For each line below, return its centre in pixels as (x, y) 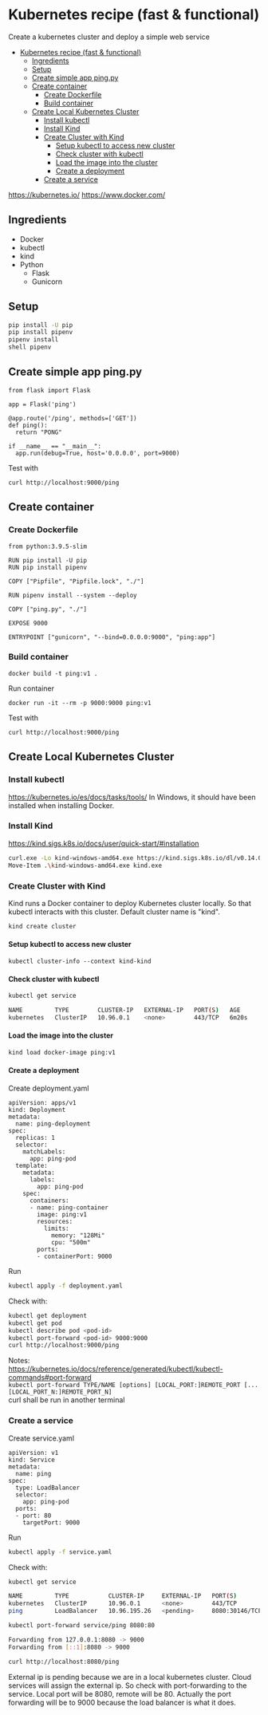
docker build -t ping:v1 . (53, 673)
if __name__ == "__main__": (55, 446)
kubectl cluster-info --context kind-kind (80, 961)
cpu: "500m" (71, 1243)
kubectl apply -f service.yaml (60, 1552)
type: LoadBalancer (48, 1488)
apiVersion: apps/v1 (43, 1103)
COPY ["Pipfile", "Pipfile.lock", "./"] (77, 581)
